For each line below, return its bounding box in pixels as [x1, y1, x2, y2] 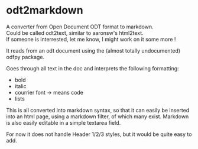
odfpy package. [6, 53, 45, 60]
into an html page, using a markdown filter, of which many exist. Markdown [6, 113, 189, 120]
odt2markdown [6, 4, 84, 17]
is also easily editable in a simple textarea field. [6, 119, 121, 126]
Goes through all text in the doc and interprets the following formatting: [6, 64, 179, 72]
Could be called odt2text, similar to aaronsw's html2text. [6, 29, 144, 36]
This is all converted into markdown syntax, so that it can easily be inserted [6, 106, 190, 114]
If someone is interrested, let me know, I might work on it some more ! [6, 35, 176, 43]
